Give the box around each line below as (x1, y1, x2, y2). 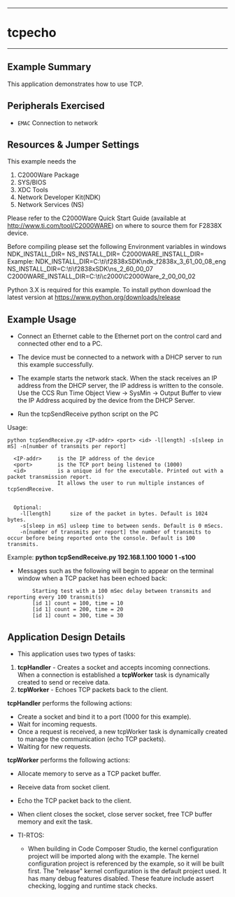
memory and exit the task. (17, 817, 93, 826)
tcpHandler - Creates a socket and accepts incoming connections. (17, 663, 211, 671)
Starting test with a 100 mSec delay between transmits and (32, 588, 211, 595)
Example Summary (7, 61, 92, 73)
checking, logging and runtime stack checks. (27, 882, 157, 890)
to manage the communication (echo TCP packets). (17, 735, 166, 743)
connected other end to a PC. (17, 340, 103, 348)
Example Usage (7, 313, 77, 325)
